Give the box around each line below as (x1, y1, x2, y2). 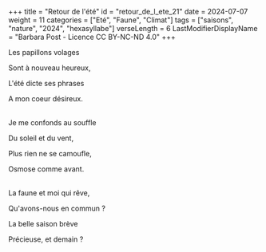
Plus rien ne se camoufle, (8, 149, 92, 158)
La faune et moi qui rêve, (8, 188, 90, 198)
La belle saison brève (8, 219, 78, 228)
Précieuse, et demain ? (8, 234, 84, 244)
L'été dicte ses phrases (8, 79, 85, 88)
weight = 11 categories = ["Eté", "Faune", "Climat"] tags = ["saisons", (8, 15, 234, 25)
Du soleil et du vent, (8, 133, 74, 143)
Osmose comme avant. (8, 164, 85, 174)
